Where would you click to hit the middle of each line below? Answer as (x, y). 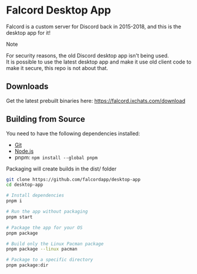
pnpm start (19, 217)
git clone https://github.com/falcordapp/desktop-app (74, 179)
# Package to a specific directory (50, 260)
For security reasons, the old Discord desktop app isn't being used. (88, 55)
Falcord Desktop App (59, 10)
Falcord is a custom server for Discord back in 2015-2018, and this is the (94, 26)
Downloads (27, 87)
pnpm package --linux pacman (42, 249)
